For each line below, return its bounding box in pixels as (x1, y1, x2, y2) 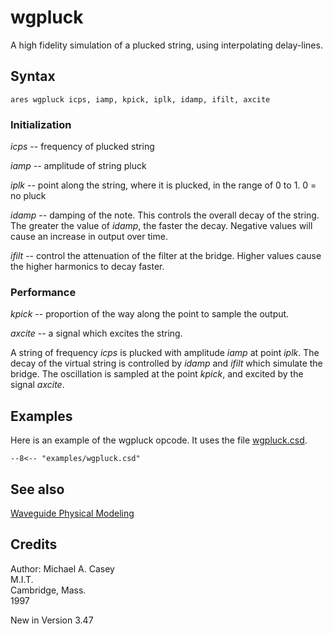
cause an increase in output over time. (10, 231, 168, 243)
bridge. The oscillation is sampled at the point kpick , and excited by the (10, 368, 304, 380)
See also (10, 481, 65, 498)
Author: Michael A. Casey (10, 562, 115, 575)
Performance (10, 285, 77, 299)
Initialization (10, 117, 72, 131)
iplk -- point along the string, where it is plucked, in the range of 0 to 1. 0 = (10, 179, 317, 191)
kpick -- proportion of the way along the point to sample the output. (10, 308, 290, 320)
